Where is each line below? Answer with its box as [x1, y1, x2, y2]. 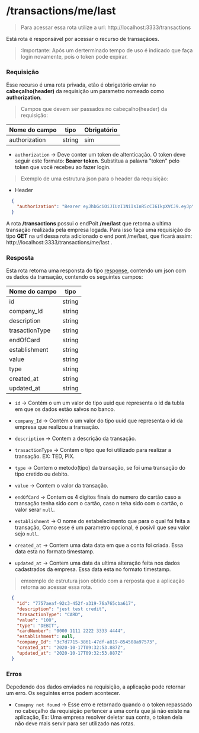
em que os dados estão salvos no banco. [14, 406, 115, 413]
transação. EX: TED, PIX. [14, 452, 75, 460]
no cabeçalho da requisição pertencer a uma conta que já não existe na [14, 707, 190, 714]
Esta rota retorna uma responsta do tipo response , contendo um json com [6, 267, 187, 274]
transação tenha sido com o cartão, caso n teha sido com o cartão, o [14, 500, 184, 507]
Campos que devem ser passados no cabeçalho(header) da [20, 106, 168, 113]
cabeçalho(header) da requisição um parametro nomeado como [6, 88, 165, 95]
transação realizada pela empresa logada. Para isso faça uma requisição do [6, 226, 191, 233]
